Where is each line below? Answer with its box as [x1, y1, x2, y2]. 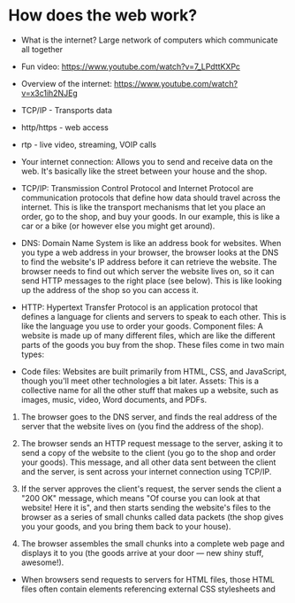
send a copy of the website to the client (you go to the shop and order [20, 447, 276, 458]
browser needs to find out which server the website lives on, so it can [20, 266, 275, 276]
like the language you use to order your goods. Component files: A [20, 321, 264, 331]
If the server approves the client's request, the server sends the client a [20, 483, 282, 494]
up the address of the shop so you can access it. [20, 284, 200, 295]
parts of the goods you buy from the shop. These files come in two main [20, 339, 284, 350]
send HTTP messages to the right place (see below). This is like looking [20, 275, 283, 286]
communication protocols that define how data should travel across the [20, 192, 281, 203]
